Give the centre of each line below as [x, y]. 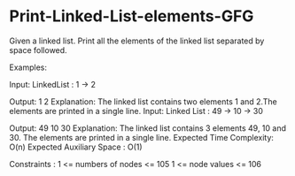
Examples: [28, 67]
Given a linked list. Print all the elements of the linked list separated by [137, 41]
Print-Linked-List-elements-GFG [132, 16]
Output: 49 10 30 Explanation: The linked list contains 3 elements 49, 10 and [147, 128]
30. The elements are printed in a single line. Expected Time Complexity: [142, 137]
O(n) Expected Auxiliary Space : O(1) [76, 147]
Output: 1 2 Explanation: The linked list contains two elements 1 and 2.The [143, 101]
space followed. [39, 50]
